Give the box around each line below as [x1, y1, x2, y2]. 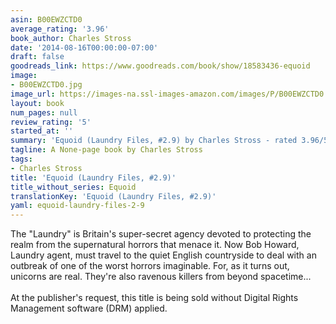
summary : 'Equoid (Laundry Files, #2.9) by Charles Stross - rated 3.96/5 [10, 136, 329, 146]
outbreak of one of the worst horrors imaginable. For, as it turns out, [10, 260, 290, 272]
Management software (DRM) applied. [10, 302, 168, 315]
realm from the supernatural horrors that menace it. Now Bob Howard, [10, 239, 300, 251]
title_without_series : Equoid [10, 182, 137, 192]
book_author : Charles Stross [10, 33, 132, 43]
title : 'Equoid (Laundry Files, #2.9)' [10, 172, 177, 183]
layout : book [10, 98, 65, 108]
